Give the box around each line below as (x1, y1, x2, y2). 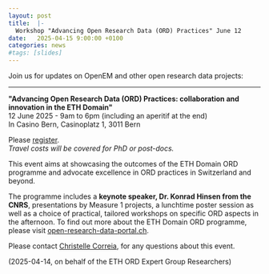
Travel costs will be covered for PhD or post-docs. (8, 143, 175, 153)
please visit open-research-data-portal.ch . (8, 226, 150, 235)
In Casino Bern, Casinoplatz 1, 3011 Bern (8, 119, 141, 129)
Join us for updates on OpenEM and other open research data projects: (8, 71, 244, 80)
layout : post (8, 11, 52, 20)
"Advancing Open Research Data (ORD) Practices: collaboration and (8, 94, 240, 103)
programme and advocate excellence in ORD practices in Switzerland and (8, 167, 252, 177)
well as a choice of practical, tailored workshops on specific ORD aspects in (8, 209, 259, 218)
